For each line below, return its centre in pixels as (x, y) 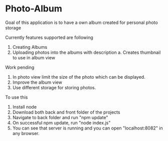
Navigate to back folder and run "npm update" (60, 117)
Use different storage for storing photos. (54, 87)
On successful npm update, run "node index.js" (61, 123)
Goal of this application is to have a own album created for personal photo (81, 22)
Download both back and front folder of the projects (66, 112)
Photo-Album (34, 9)
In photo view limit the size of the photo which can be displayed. (79, 77)
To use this (17, 97)
